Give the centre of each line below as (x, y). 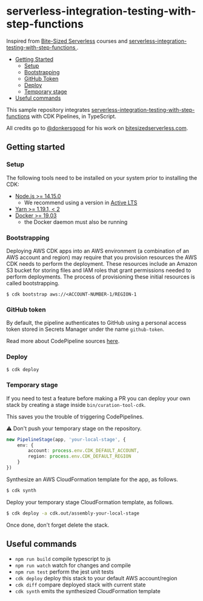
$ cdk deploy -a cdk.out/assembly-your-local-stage (73, 513)
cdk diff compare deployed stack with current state (80, 585)
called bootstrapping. (33, 283)
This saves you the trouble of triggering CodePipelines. (75, 416)
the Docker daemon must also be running (76, 222)
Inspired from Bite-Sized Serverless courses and (67, 41)
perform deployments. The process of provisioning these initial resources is (101, 276)
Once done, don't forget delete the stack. (58, 525)
